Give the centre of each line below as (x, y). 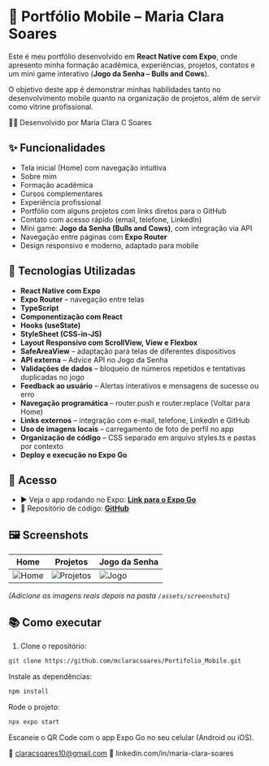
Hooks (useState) (50, 325)
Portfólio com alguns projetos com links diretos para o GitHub (123, 211)
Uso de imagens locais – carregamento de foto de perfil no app (127, 429)
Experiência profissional (61, 202)
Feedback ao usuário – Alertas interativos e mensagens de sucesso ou (139, 385)
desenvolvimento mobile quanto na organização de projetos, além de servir (135, 98)
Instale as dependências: (50, 676)
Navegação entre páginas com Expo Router (94, 237)
